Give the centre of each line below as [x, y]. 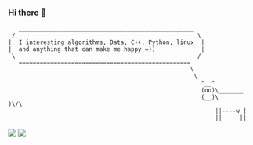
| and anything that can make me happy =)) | [107, 49]
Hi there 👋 [27, 13]
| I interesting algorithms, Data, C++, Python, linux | [107, 42]
